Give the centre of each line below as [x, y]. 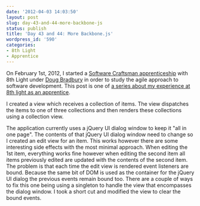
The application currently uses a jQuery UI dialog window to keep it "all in [96, 128]
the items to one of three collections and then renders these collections [94, 110]
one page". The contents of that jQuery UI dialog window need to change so [100, 134]
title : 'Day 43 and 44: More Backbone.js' [60, 34]
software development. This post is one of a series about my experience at [98, 86]
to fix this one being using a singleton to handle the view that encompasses [99, 185]
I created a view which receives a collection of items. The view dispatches [98, 104]
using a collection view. [35, 116]
